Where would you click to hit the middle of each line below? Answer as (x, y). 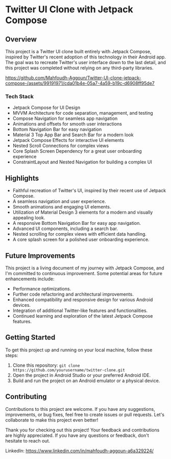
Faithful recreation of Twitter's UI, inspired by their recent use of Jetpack (89, 191)
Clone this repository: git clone (46, 365)
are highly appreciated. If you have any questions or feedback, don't (77, 435)
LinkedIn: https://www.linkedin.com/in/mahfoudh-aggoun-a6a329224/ (80, 451)
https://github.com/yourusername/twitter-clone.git (69, 370)
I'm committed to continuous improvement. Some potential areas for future (84, 273)
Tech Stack (20, 96)
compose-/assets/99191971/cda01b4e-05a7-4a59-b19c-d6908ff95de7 (80, 83)
